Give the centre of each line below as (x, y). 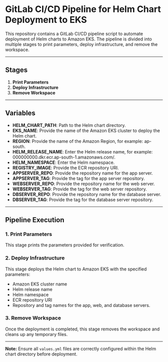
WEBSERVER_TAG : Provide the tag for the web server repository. (79, 189)
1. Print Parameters (29, 234)
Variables (20, 113)
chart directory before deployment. (41, 354)
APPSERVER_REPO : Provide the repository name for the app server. (82, 173)
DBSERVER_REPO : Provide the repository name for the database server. (87, 194)
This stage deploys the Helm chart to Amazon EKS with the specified (76, 269)
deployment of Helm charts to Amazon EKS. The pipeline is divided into (79, 39)
